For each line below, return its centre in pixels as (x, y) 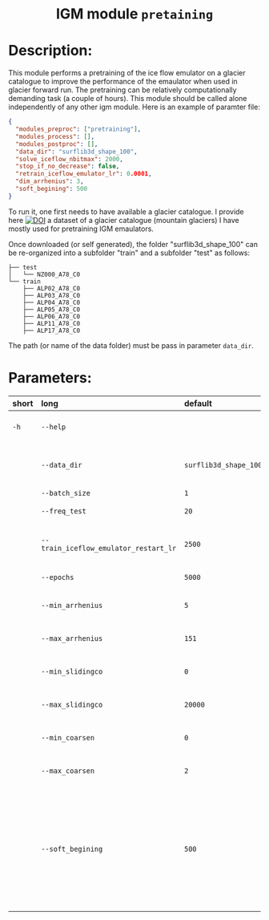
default (198, 403)
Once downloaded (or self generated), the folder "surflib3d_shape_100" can (133, 244)
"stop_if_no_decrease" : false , (68, 166)
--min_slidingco (72, 671)
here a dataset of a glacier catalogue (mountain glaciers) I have (124, 220)
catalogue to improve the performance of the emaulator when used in (123, 82)
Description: (50, 51)
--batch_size (66, 493)
